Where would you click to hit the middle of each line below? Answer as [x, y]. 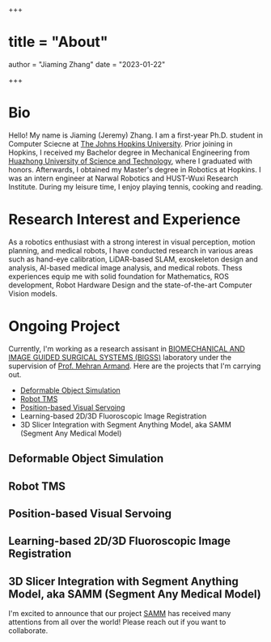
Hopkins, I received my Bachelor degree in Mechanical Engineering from [129, 152]
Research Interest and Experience [125, 220]
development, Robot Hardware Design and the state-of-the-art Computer [130, 285]
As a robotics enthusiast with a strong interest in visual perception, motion [132, 242]
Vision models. [33, 293]
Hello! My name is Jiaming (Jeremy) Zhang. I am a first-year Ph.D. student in [135, 135]
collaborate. [28, 631]
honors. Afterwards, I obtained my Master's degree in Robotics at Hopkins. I [135, 169]
